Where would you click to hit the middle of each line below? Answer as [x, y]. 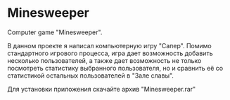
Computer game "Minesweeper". [55, 32]
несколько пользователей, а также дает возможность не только [104, 60]
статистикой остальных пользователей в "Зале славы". [91, 76]
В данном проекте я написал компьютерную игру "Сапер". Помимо [110, 45]
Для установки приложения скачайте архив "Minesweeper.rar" [102, 89]
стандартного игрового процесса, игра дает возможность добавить [110, 53]
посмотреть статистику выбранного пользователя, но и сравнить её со [115, 68]
